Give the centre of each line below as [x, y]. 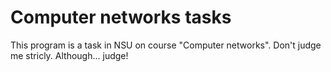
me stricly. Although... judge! [69, 55]
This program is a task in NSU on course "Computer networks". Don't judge [166, 45]
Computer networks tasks [121, 17]
